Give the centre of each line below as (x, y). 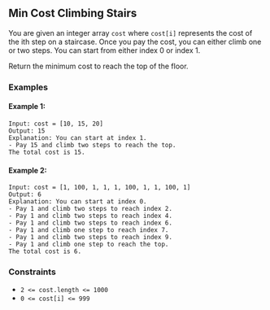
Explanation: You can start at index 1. (78, 138)
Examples (28, 87)
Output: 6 (25, 194)
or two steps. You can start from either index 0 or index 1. (105, 50)
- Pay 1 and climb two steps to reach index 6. (91, 223)
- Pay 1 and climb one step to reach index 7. (89, 230)
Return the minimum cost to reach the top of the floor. (98, 66)
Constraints (33, 272)
